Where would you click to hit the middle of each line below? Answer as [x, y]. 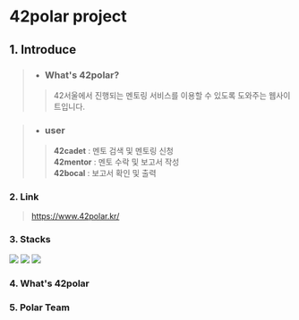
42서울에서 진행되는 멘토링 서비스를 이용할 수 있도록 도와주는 [160, 95]
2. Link [24, 197]
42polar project [68, 17]
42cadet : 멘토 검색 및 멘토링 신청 [114, 151]
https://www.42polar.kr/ [75, 216]
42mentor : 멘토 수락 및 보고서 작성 [116, 162]
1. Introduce [43, 50]
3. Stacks [30, 240]
